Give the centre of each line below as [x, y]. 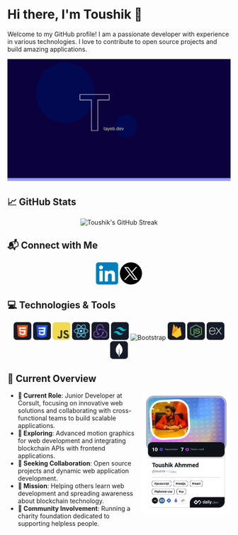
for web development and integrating [72, 441]
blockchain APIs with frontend [61, 449]
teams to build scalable [83, 418]
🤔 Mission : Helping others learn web [71, 486]
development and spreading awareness [75, 494]
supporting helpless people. [58, 524]
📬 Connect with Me [52, 246]
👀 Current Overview [52, 378]
